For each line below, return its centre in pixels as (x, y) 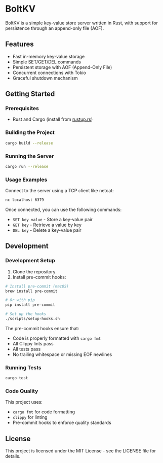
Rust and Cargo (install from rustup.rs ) (53, 119)
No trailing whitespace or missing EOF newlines (62, 354)
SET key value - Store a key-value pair (52, 219)
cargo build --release (29, 143)
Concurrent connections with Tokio (49, 73)
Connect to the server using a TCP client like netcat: (59, 191)
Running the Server (30, 156)
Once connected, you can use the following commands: (64, 209)
